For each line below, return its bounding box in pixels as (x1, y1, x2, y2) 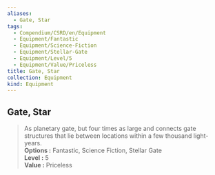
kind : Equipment (7, 81, 54, 87)
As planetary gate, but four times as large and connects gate (23, 125, 196, 133)
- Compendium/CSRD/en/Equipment (13, 29, 107, 37)
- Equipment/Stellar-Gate (13, 49, 88, 56)
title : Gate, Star (7, 68, 60, 74)
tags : (7, 23, 23, 30)
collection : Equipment (7, 74, 72, 81)
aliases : (7, 10, 32, 17)
